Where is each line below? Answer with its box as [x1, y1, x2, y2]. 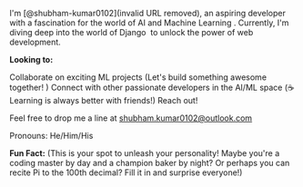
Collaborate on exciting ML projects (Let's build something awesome [9, 72, 267, 83]
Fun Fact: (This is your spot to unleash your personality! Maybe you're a [9, 148, 280, 158]
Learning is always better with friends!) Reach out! [9, 95, 198, 105]
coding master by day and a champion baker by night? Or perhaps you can [9, 158, 290, 168]
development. [9, 36, 61, 47]
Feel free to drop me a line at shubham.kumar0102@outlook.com [9, 113, 253, 123]
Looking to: [9, 54, 54, 64]
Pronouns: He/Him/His [9, 131, 94, 141]
